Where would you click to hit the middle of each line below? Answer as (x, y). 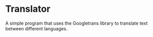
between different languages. (36, 28)
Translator (28, 9)
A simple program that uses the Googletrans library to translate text (76, 23)
